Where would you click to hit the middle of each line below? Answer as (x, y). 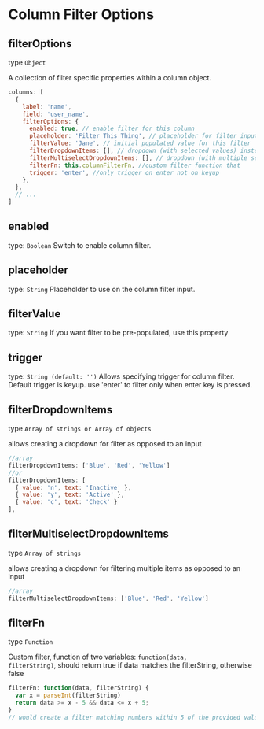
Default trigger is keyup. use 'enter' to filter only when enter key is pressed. (130, 385)
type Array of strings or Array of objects (80, 429)
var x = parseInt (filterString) (68, 696)
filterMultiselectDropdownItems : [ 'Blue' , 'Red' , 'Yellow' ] (109, 598)
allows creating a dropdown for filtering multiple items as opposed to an (125, 568)
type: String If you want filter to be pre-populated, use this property (118, 333)
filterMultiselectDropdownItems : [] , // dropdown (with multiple (138, 158)
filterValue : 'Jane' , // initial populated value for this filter (140, 143)
